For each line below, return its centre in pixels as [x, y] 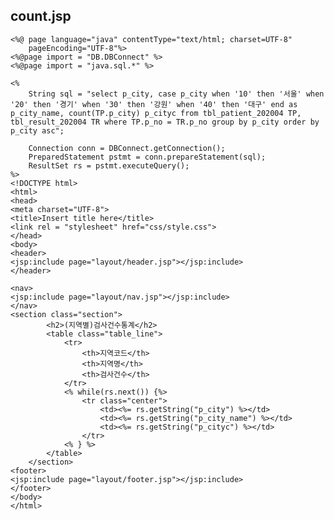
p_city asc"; [37, 130]
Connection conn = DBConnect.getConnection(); [127, 148]
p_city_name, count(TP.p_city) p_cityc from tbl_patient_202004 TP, [156, 113]
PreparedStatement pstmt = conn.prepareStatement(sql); [147, 157]
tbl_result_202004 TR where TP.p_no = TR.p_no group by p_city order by [165, 122]
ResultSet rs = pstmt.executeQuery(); [109, 165]
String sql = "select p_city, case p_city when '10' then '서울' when [176, 94]
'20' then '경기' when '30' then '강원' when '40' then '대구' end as [154, 104]
